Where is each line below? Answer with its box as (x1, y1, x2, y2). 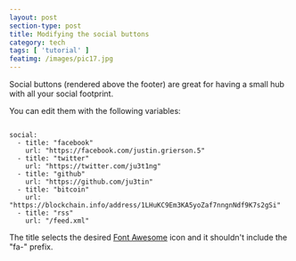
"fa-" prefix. (9, 241, 53, 252)
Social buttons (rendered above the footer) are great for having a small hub (9, 79, 285, 89)
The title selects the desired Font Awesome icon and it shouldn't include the (9, 232, 288, 242)
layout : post (9, 12, 58, 22)
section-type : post (9, 21, 82, 30)
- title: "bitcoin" (17, 185, 90, 194)
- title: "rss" (17, 208, 74, 217)
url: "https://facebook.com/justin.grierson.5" (25, 146, 205, 155)
